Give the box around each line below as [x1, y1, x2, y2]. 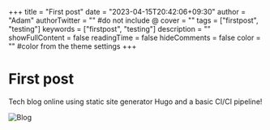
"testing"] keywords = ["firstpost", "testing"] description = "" [8, 24, 211, 33]
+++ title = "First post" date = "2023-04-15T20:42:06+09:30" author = [8, 7, 246, 16]
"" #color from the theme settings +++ [8, 41, 137, 51]
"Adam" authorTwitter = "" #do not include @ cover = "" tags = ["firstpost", [8, 15, 259, 25]
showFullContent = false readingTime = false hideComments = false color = [8, 32, 261, 42]
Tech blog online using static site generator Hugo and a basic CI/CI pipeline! [8, 97, 263, 106]
